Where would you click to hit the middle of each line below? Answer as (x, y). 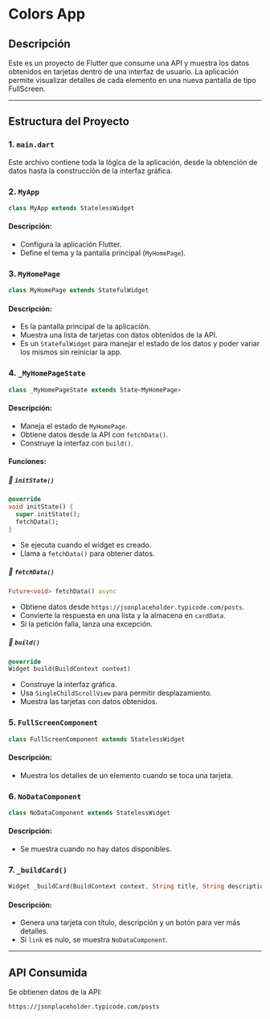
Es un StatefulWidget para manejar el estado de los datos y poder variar (140, 344)
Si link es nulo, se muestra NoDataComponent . (94, 940)
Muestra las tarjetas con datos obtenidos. (89, 702)
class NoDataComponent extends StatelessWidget (90, 813)
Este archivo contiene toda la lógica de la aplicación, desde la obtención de (133, 162)
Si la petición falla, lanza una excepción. (86, 623)
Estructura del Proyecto (69, 122)
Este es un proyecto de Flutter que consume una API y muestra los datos (129, 63)
